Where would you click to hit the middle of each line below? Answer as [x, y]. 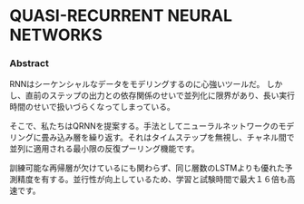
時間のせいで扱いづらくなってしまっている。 [92, 107]
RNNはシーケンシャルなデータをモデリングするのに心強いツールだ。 [137, 84]
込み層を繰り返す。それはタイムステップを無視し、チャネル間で [176, 138]
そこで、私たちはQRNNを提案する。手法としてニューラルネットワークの [144, 126]
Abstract [29, 63]
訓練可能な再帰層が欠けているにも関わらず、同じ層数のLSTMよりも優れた [147, 168]
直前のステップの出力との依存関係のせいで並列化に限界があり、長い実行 [160, 95]
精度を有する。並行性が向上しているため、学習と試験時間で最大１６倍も [152, 180]
